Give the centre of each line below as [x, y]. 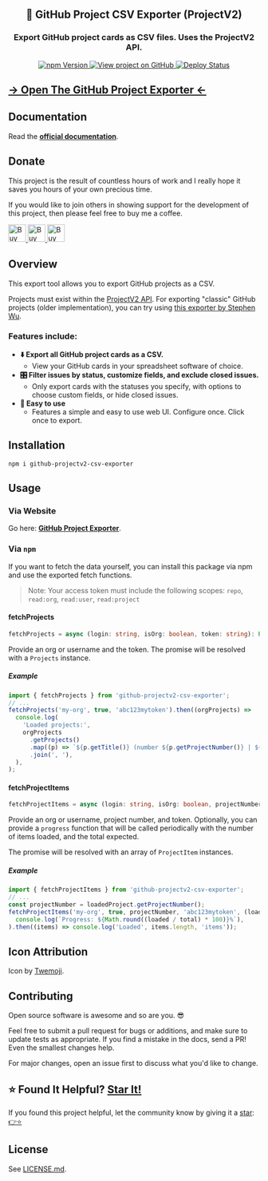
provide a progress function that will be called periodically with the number [131, 828]
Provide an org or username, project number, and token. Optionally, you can [133, 820]
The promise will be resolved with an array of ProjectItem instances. [121, 852]
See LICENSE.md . [37, 1169]
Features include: [43, 336]
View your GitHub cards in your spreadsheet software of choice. [137, 366]
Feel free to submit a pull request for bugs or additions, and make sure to [128, 1031]
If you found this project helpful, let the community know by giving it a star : [132, 1113]
